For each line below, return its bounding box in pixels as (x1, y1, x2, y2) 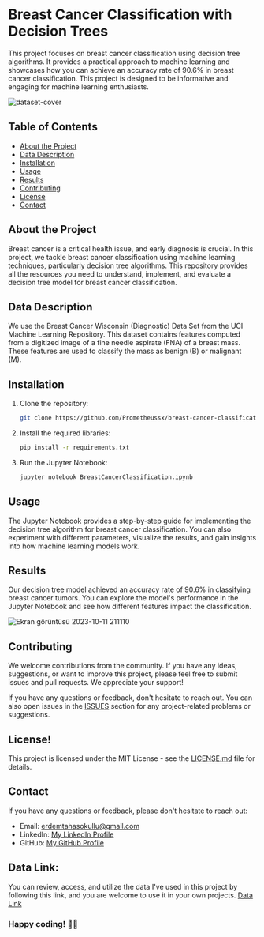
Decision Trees (8, 22, 109, 40)
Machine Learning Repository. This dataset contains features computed (8, 329, 241, 339)
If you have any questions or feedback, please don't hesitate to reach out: (8, 806, 248, 815)
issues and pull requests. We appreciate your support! (8, 678, 184, 687)
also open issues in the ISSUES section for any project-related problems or (8, 702, 251, 711)
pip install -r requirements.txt (19, 444, 130, 452)
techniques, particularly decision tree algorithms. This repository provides (8, 261, 248, 270)
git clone (19, 414, 53, 422)
